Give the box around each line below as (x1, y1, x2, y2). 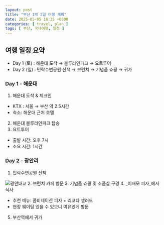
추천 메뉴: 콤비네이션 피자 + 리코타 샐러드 (12, 197, 93, 203)
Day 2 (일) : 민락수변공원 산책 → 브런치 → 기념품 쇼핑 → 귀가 (12, 66, 132, 72)
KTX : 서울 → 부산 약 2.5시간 (12, 103, 69, 109)
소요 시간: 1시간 (12, 144, 43, 150)
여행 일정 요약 (5, 46, 45, 54)
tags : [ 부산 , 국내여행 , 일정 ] (5, 26, 64, 31)
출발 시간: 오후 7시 (12, 137, 49, 143)
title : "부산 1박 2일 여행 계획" (5, 12, 67, 17)
